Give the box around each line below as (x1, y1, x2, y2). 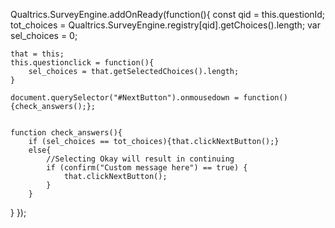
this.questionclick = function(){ (10, 58, 155, 68)
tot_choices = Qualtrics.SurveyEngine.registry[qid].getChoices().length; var (10, 19, 321, 31)
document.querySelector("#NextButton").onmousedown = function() (10, 93, 288, 103)
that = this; (10, 49, 65, 59)
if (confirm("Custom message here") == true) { (46, 163, 248, 173)
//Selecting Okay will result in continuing (46, 154, 235, 164)
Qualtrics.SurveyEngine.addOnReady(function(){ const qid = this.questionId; (10, 9, 326, 20)
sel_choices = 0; (10, 30, 78, 41)
